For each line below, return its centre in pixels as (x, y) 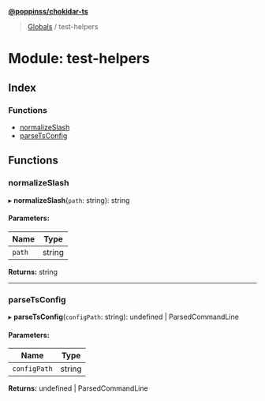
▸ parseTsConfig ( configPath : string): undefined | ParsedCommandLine (123, 317)
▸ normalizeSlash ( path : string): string (69, 200)
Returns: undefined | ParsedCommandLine (78, 388)
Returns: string (33, 272)
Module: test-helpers (79, 59)
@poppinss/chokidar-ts (48, 11)
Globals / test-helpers (63, 26)
